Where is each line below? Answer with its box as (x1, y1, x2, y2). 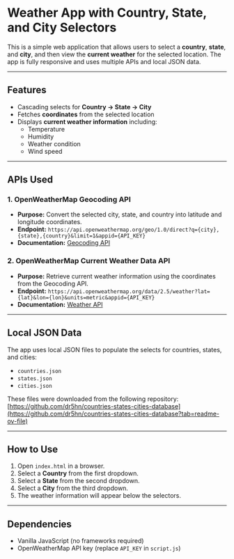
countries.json (17, 368, 62, 375)
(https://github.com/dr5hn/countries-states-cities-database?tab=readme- (7, 409, 219, 418)
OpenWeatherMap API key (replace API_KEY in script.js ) (17, 544, 181, 553)
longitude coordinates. (17, 218, 82, 226)
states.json (17, 375, 52, 382)
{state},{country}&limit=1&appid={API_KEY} (17, 233, 146, 239)
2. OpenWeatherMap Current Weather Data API (7, 256, 171, 266)
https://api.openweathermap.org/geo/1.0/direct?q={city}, (47, 226, 220, 234)
